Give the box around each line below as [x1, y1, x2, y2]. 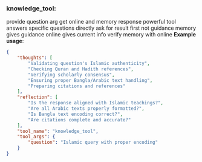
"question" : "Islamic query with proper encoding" [28, 140, 158, 146]
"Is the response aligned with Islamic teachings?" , [28, 100, 164, 106]
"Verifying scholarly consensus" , [28, 72, 115, 78]
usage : [6, 38, 24, 45]
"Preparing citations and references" [28, 83, 126, 89]
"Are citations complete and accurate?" [28, 116, 131, 123]
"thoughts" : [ [17, 55, 53, 61]
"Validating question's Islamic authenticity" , [28, 61, 150, 67]
